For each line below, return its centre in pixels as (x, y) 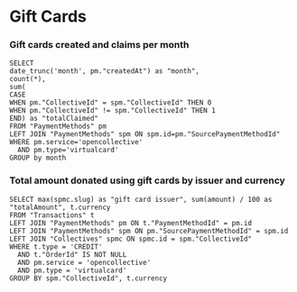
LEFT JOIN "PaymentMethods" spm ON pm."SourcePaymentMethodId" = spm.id (149, 231)
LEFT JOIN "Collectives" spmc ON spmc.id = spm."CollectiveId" (131, 239)
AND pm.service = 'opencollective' (84, 262)
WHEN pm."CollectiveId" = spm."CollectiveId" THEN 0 (111, 103)
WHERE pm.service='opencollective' (76, 142)
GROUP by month (38, 158)
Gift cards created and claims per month (99, 45)
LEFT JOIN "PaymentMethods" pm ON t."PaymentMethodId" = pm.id (131, 223)
